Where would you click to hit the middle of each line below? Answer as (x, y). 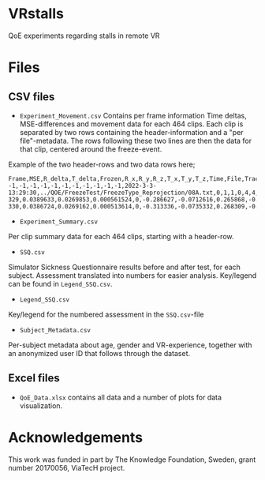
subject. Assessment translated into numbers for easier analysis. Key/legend (132, 275)
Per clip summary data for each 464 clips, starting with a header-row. (121, 236)
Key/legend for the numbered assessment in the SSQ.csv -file (106, 314)
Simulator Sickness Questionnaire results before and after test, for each (124, 267)
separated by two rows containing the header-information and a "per (131, 132)
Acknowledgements (76, 437)
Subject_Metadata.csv (55, 330)
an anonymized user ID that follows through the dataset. (99, 353)
